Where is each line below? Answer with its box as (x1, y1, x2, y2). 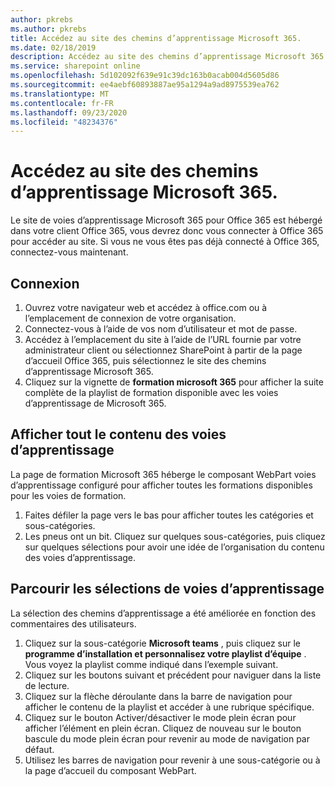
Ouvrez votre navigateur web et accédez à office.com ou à (24, 302, 268, 313)
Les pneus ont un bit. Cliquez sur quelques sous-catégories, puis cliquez (24, 530, 326, 542)
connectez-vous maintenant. (10, 246, 129, 258)
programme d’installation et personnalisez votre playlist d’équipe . (24, 647, 307, 660)
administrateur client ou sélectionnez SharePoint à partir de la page (24, 344, 303, 356)
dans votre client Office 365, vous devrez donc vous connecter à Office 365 (10, 225, 324, 237)
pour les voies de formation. (10, 489, 127, 501)
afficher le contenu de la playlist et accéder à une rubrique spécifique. (24, 701, 315, 713)
